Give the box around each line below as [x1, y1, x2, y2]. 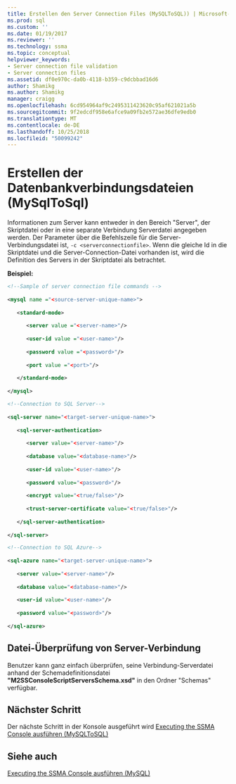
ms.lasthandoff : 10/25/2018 [7, 128, 90, 135]
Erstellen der [7, 165, 84, 181]
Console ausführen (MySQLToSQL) [7, 730, 109, 738]
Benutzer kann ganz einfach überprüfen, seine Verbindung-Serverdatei [7, 661, 214, 669]
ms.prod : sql [7, 17, 46, 24]
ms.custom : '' [7, 23, 49, 30]
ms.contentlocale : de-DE [7, 121, 80, 129]
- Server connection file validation [7, 63, 118, 70]
